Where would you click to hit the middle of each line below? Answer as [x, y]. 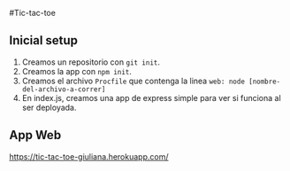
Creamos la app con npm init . [77, 71]
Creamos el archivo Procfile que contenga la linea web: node [134, 81]
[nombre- [265, 82]
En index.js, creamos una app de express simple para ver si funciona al [151, 97]
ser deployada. [49, 107]
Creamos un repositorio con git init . [91, 62]
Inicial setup [43, 40]
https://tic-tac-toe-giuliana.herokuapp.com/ [89, 156]
